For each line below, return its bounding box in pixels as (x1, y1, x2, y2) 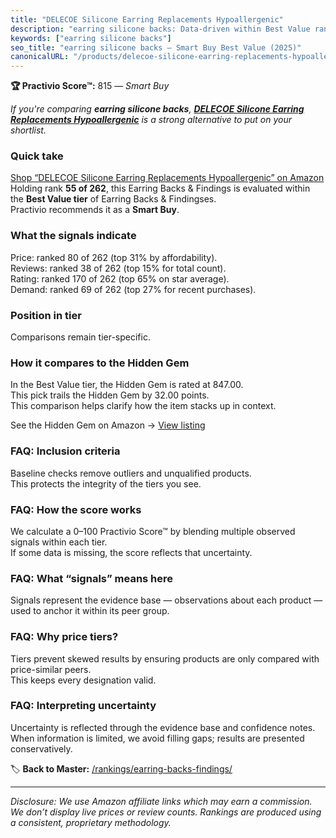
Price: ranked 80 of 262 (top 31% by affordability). (10, 251, 218, 263)
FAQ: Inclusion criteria (10, 444, 121, 458)
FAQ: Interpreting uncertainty (10, 699, 157, 713)
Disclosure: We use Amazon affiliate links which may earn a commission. (10, 795, 313, 807)
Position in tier (10, 308, 82, 322)
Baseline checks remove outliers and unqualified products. (10, 467, 252, 479)
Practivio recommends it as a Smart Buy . (10, 204, 180, 216)
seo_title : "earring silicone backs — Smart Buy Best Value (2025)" (10, 42, 302, 53)
